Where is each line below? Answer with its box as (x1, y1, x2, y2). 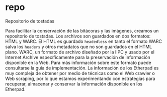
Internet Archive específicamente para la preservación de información (5, 54, 151, 60)
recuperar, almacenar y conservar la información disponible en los (5, 80, 143, 86)
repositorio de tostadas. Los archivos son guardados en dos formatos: (5, 33, 151, 39)
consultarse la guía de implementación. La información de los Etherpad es (5, 64, 159, 71)
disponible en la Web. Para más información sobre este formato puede (5, 59, 152, 65)
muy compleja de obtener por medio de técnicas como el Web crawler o (5, 70, 155, 76)
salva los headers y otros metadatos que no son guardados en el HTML (5, 43, 152, 49)
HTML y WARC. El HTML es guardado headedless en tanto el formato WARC (5, 38, 162, 44)
